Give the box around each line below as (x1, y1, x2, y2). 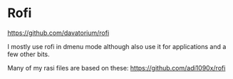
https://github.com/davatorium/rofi (7, 28, 110, 37)
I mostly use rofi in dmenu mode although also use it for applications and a (7, 42, 227, 51)
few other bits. (7, 50, 50, 58)
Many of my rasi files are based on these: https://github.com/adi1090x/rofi (7, 63, 226, 72)
